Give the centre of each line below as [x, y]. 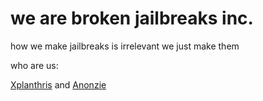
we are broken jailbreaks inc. [132, 18]
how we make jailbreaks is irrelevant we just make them [125, 46]
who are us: [34, 65]
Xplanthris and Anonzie [58, 84]
